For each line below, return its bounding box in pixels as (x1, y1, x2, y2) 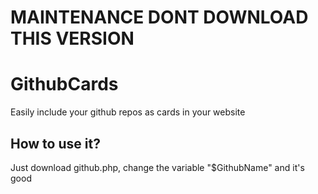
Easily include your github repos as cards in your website (10, 106, 246, 118)
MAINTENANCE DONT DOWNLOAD (10, 6, 309, 29)
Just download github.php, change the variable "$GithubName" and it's (10, 161, 305, 173)
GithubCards (10, 73, 119, 96)
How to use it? (10, 135, 101, 152)
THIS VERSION (10, 27, 135, 50)
